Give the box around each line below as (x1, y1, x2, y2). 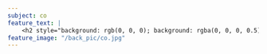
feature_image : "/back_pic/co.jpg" (7, 33, 126, 42)
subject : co (7, 11, 47, 20)
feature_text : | (7, 19, 61, 27)
